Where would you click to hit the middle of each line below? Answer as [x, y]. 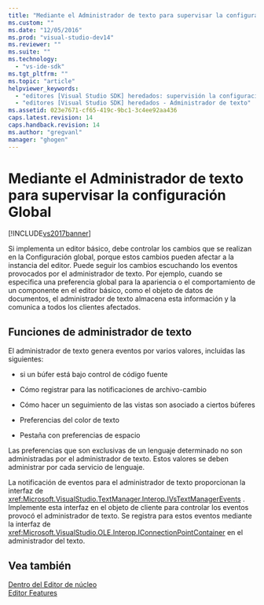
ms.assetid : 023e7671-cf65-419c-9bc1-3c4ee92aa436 [93, 111]
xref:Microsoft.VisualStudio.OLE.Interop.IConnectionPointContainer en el [126, 533]
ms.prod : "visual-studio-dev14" [61, 37]
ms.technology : [33, 60]
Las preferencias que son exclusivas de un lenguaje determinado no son [125, 451]
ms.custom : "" [31, 23]
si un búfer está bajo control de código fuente [93, 375]
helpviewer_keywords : [44, 88]
